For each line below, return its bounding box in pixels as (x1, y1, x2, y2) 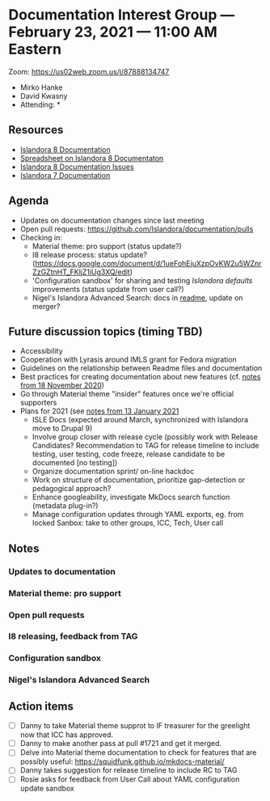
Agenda (8, 194, 49, 208)
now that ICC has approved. (19, 730, 113, 740)
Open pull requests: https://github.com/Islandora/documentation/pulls (19, 224, 254, 234)
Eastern (8, 40, 62, 58)
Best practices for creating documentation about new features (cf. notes (19, 372, 261, 382)
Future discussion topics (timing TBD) (8, 324, 204, 338)
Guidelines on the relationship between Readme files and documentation (19, 363, 263, 373)
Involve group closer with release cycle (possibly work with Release (32, 432, 259, 442)
